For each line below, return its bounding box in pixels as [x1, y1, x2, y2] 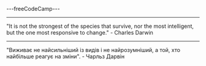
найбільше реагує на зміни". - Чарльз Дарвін [6, 53, 124, 60]
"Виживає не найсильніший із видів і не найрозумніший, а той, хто [6, 47, 181, 53]
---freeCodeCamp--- [6, 5, 60, 12]
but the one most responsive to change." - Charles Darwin [6, 29, 153, 36]
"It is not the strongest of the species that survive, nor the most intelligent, [6, 22, 194, 30]
